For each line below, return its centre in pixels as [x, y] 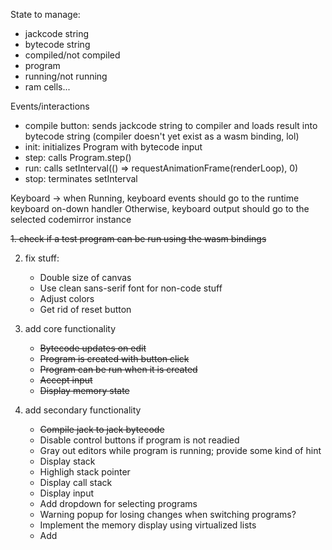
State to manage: [45, 14]
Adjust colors [67, 298]
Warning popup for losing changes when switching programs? [168, 514]
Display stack [67, 461]
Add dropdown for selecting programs [118, 503]
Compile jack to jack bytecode [102, 429]
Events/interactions [50, 106]
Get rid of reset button [85, 309]
